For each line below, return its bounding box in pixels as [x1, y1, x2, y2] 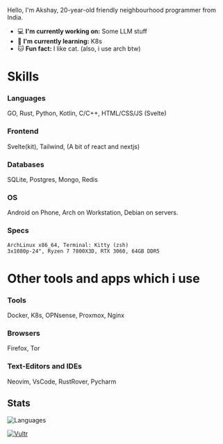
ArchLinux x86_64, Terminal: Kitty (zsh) [7, 241, 129, 248]
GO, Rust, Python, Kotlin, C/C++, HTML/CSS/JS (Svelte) [7, 109, 167, 117]
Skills [7, 69, 40, 85]
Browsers [7, 329, 40, 339]
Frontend [7, 126, 39, 136]
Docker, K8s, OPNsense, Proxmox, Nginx [7, 311, 125, 320]
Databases [7, 160, 44, 169]
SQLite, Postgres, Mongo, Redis [7, 176, 99, 184]
